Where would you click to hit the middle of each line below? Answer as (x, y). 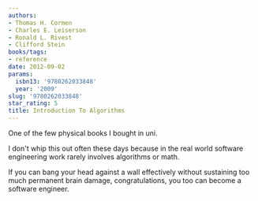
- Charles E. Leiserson (47, 30)
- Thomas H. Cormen (40, 23)
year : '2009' (37, 89)
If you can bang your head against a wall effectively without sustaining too (129, 172)
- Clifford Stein (37, 45)
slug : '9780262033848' (45, 96)
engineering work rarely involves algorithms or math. (94, 157)
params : (21, 74)
